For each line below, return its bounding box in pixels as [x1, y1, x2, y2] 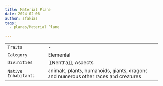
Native [7, 68, 23, 74]
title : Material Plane [5, 7, 51, 12]
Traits [7, 44, 23, 50]
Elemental [48, 51, 71, 58]
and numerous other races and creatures [48, 73, 142, 80]
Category [7, 52, 28, 58]
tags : [5, 20, 16, 25]
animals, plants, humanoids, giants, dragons [48, 67, 148, 74]
